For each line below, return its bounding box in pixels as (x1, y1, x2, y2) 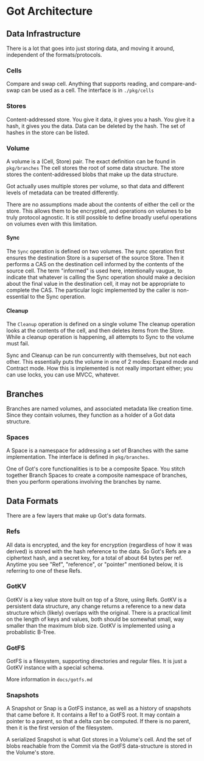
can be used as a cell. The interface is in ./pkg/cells (21, 87, 154, 94)
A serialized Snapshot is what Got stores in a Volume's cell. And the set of (6, 736, 192, 743)
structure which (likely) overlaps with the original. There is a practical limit (6, 609, 192, 616)
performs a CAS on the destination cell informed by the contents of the (6, 261, 185, 268)
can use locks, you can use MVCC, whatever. (6, 371, 120, 378)
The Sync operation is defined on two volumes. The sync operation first (6, 248, 185, 255)
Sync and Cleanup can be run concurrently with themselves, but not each (6, 352, 191, 359)
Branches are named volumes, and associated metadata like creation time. (6, 405, 194, 412)
